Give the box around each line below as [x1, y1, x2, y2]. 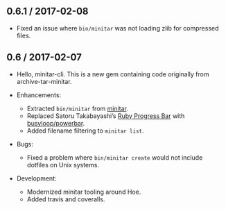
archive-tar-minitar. [16, 77, 72, 85]
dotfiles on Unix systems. [26, 160, 100, 169]
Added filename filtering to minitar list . [26, 126, 144, 135]
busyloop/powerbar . [26, 119, 85, 127]
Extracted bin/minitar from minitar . [26, 104, 129, 112]
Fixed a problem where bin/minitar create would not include [26, 153, 203, 162]
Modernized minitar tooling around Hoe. [26, 187, 141, 196]
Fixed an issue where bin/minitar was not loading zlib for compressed [16, 24, 219, 32]
